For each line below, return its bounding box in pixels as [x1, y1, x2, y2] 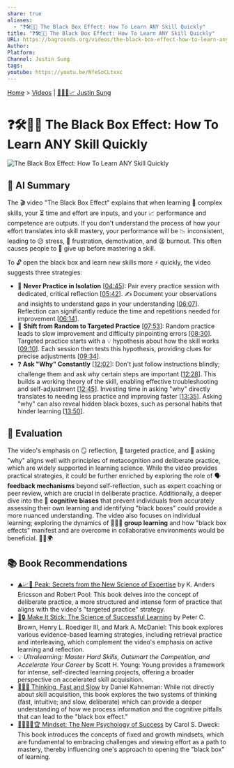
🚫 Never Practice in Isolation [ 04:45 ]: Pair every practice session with [17, 282, 219, 290]
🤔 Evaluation [7, 427, 63, 439]
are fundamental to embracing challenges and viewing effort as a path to [17, 737, 226, 746]
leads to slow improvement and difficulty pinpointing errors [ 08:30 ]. [17, 330, 212, 338]
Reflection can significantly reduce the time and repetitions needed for [17, 307, 221, 316]
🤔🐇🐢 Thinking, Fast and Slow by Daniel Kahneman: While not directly [17, 682, 214, 691]
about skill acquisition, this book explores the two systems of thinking [17, 690, 217, 698]
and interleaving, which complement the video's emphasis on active [17, 637, 213, 646]
